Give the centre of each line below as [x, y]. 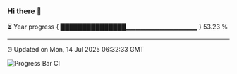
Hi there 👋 [25, 11]
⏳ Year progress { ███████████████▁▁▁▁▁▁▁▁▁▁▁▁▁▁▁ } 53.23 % [117, 27]
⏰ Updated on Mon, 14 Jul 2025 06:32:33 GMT [76, 50]
